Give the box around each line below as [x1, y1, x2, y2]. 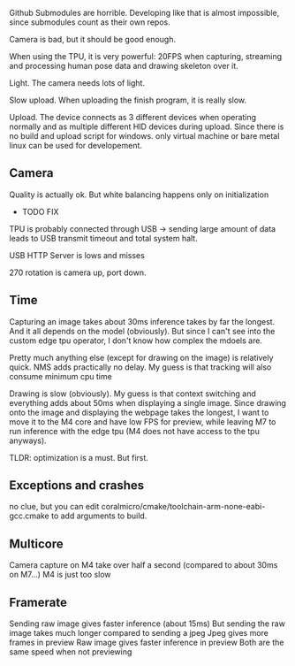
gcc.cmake [9, 510, 50, 521]
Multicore [9, 536, 64, 551]
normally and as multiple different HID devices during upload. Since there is [9, 121, 284, 132]
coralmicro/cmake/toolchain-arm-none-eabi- [101, 501, 266, 512]
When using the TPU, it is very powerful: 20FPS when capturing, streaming [9, 51, 283, 61]
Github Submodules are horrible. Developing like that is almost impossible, [9, 8, 280, 18]
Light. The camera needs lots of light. [9, 78, 146, 88]
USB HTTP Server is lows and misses [9, 249, 146, 260]
